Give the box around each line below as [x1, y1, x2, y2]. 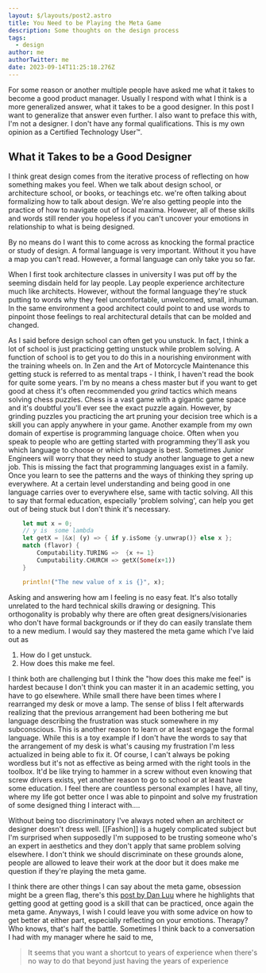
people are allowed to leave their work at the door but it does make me [8, 858, 240, 867]
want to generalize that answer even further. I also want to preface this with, [8, 110, 257, 120]
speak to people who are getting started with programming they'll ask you [8, 437, 250, 446]
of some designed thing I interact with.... [8, 800, 141, 810]
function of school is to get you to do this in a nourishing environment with [8, 352, 252, 362]
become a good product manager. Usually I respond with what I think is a [8, 93, 248, 103]
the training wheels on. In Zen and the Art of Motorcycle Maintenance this [8, 360, 249, 370]
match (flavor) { [22, 541, 80, 550]
